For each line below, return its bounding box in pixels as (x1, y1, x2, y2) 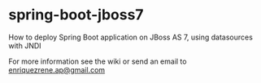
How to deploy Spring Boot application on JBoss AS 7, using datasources (8, 32, 254, 42)
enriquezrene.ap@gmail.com (8, 64, 106, 74)
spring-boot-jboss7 (8, 6, 144, 24)
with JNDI (8, 40, 42, 50)
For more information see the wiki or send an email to (8, 56, 187, 66)
